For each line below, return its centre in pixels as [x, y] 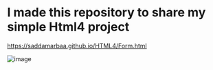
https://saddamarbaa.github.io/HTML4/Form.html [77, 46]
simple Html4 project [68, 27]
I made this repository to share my [106, 13]
